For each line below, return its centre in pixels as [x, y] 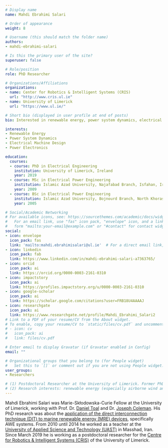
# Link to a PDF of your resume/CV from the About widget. [68, 319]
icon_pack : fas [25, 240]
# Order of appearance [29, 24]
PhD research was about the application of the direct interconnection [76, 413]
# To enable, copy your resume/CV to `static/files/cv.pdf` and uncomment [85, 324]
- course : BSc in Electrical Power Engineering [60, 194]
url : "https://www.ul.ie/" [38, 106]
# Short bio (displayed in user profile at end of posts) [67, 115]
